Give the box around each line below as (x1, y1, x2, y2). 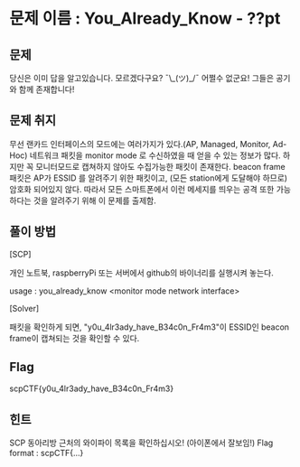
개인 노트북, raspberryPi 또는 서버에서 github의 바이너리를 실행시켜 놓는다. (9, 267, 274, 278)
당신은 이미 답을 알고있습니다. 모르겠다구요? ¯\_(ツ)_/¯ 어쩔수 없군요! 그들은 (9, 73, 274, 83)
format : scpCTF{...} (9, 448, 84, 459)
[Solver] (9, 303, 40, 313)
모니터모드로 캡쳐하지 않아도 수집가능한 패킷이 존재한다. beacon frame (35, 161, 286, 172)
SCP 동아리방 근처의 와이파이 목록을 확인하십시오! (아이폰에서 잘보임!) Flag (9, 437, 274, 448)
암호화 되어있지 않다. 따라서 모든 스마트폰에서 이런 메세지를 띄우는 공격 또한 (9, 183, 275, 194)
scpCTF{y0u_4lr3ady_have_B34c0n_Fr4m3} (9, 383, 174, 394)
